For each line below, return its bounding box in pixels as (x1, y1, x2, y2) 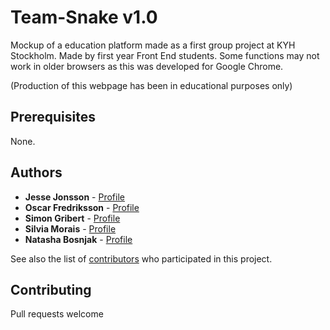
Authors (10, 164, 63, 181)
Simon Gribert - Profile (24, 212, 121, 224)
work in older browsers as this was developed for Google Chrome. (10, 60, 284, 72)
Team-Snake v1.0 (10, 6, 158, 29)
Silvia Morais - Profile (24, 222, 117, 235)
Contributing (10, 281, 92, 298)
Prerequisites (10, 109, 96, 126)
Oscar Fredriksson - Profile (24, 201, 140, 213)
